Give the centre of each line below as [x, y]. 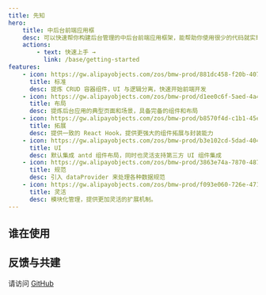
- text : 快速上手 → [66, 52]
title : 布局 [47, 104]
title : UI [45, 148]
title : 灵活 [47, 192]
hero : [17, 23]
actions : [37, 45]
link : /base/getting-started [91, 60]
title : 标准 [47, 81]
